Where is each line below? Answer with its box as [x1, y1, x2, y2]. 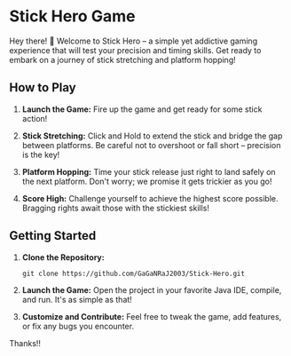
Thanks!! [9, 337, 42, 348]
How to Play [9, 80, 77, 95]
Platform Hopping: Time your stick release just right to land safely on [21, 166, 277, 177]
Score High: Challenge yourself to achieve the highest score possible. [21, 193, 279, 203]
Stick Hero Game [9, 6, 136, 27]
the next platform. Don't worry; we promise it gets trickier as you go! [21, 176, 272, 186]
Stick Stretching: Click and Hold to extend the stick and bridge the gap [21, 131, 283, 141]
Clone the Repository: [21, 251, 105, 263]
